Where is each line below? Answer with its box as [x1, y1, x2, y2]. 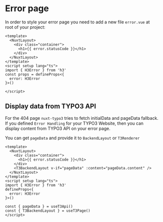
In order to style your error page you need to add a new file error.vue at [5, 19, 150, 25]
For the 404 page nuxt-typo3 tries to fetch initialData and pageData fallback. [5, 115, 159, 121]
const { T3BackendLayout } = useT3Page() [5, 208, 91, 213]
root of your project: [5, 24, 45, 30]
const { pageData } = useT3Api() [5, 204, 73, 209]
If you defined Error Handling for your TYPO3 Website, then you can [5, 120, 144, 126]
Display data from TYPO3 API [5, 102, 96, 111]
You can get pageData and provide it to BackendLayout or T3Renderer [5, 135, 140, 141]
